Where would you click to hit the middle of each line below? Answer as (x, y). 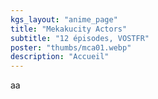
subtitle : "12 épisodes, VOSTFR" (80, 38)
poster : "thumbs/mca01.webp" (71, 47)
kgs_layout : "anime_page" (64, 19)
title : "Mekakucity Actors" (69, 29)
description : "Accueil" (60, 57)
